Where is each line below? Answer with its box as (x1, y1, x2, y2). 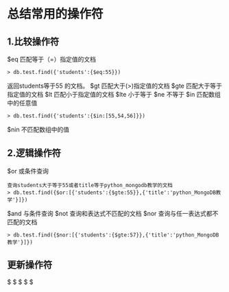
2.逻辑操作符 (7, 147, 62, 159)
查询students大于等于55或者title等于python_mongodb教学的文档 (7, 182, 173, 188)
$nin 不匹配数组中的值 (7, 125, 70, 134)
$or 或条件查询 (7, 167, 49, 175)
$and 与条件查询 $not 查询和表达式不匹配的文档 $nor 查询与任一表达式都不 (7, 209, 219, 217)
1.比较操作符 (7, 36, 60, 47)
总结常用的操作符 (7, 6, 104, 22)
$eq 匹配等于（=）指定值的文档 (7, 56, 96, 63)
